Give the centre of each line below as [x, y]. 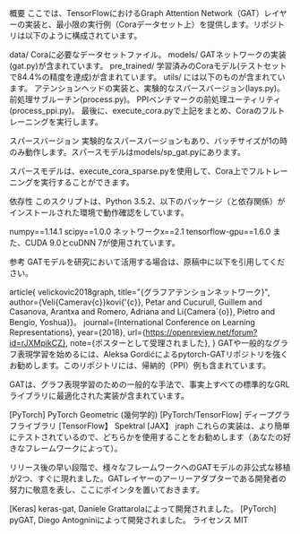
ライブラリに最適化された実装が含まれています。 [99, 396]
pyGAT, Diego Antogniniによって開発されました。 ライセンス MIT [129, 520]
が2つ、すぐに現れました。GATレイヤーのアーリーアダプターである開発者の [148, 478]
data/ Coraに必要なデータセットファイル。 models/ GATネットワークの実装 [148, 55]
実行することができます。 [87, 182]
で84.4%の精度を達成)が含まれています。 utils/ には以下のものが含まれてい [147, 77]
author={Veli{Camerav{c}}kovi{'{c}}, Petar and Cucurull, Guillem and [136, 302]
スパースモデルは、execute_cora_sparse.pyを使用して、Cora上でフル [137, 171]
